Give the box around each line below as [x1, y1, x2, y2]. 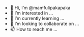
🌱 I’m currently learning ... [10, 15, 65, 21]
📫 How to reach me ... [10, 26, 58, 32]
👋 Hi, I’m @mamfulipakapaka [10, 5, 71, 10]
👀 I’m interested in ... [10, 10, 53, 16]
